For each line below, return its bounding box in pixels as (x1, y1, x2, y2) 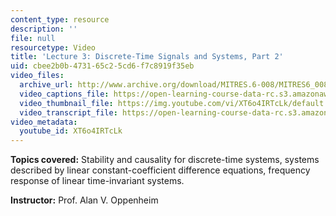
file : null (10, 33, 56, 43)
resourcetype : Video (10, 42, 97, 53)
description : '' (10, 24, 78, 34)
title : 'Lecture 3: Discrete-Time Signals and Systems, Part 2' (10, 52, 284, 62)
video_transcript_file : (19, 107, 118, 118)
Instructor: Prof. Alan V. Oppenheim (10, 194, 159, 206)
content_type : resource (10, 14, 110, 25)
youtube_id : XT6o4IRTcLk (19, 126, 123, 136)
